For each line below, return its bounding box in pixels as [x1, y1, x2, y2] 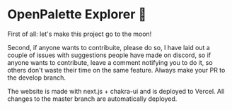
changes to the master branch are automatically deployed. [7, 94, 178, 103]
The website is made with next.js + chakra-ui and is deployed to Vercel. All [7, 87, 225, 95]
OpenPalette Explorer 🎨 [7, 6, 147, 23]
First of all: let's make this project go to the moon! [7, 30, 152, 38]
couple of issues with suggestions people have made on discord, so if [7, 51, 211, 59]
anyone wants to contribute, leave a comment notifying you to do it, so [7, 58, 214, 66]
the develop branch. [7, 73, 66, 82]
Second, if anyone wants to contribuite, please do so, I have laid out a [7, 43, 210, 51]
